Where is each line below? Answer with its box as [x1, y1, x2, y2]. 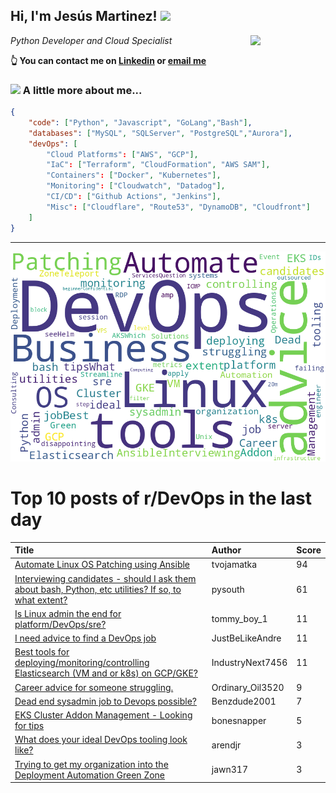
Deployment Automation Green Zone [14, 769, 166, 781]
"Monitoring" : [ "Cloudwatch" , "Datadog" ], [46, 181, 226, 191]
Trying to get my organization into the [14, 758, 169, 770]
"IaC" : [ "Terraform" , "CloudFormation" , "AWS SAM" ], [46, 160, 271, 170]
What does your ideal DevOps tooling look [14, 734, 188, 746]
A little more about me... [22, 83, 143, 97]
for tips [14, 720, 45, 732]
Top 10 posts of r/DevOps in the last [10, 487, 312, 509]
